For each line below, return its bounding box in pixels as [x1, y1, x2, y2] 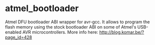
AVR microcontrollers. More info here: [22, 29, 99, 35]
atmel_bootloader [5, 3, 79, 14]
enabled [5, 29, 22, 35]
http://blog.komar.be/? [99, 29, 144, 35]
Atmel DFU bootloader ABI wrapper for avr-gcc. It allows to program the [5, 19, 150, 25]
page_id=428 [5, 34, 32, 40]
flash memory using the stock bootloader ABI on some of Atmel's [5, 24, 136, 30]
